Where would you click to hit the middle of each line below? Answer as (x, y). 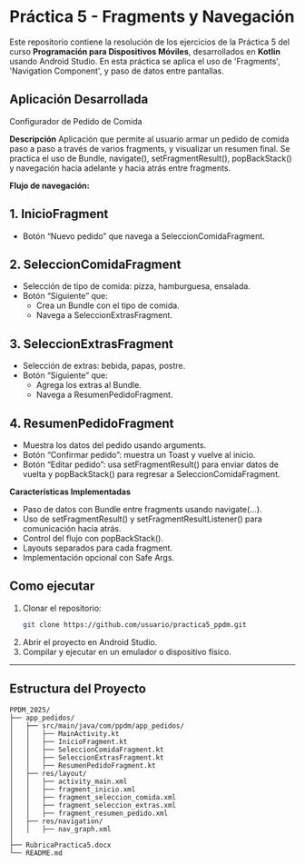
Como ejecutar (52, 587)
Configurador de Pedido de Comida (76, 121)
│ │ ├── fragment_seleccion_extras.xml (93, 805)
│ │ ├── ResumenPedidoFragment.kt (83, 765)
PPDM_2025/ (30, 710)
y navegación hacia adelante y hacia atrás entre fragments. (120, 168)
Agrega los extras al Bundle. (89, 385)
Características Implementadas (70, 492)
